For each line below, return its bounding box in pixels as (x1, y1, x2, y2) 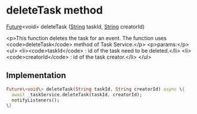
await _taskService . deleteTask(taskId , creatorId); (11, 92, 143, 97)
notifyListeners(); (11, 97, 60, 103)
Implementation (6, 70, 67, 80)
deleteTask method (6, 4, 103, 17)
